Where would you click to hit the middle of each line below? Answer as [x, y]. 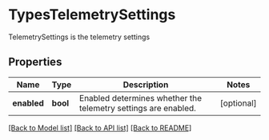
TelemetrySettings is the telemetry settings [79, 37]
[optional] [238, 103]
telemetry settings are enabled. [137, 108]
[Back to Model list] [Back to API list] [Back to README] [100, 128]
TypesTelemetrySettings [92, 15]
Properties [35, 62]
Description [146, 84]
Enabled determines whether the [141, 98]
